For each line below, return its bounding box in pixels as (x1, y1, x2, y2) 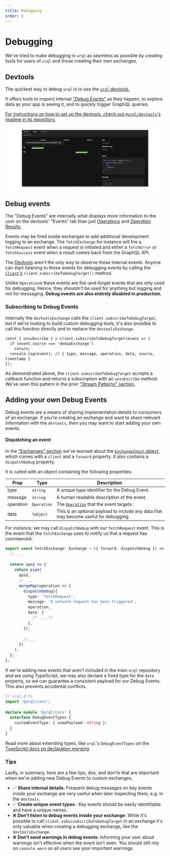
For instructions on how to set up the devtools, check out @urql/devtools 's (5, 111, 161, 117)
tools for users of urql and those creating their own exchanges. (5, 58, 138, 64)
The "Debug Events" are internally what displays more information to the (5, 213, 156, 219)
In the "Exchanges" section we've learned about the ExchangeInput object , (5, 448, 160, 454)
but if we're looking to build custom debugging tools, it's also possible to (5, 320, 157, 326)
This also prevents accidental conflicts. (5, 683, 87, 689)
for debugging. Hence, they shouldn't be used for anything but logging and (5, 285, 162, 291)
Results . (5, 224, 22, 230)
